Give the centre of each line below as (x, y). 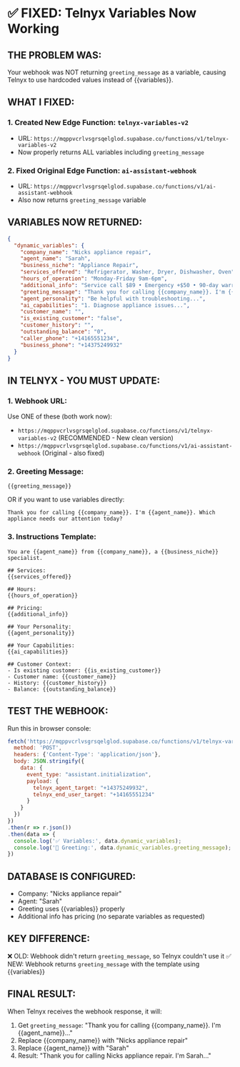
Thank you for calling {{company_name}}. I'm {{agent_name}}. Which (111, 513)
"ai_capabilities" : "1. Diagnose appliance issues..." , (105, 305)
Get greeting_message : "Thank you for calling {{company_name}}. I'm (119, 1025)
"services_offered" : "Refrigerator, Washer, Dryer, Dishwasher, (118, 272)
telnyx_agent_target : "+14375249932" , (91, 788)
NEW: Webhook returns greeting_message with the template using (104, 964)
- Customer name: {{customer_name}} (62, 676)
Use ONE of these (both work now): (60, 416)
